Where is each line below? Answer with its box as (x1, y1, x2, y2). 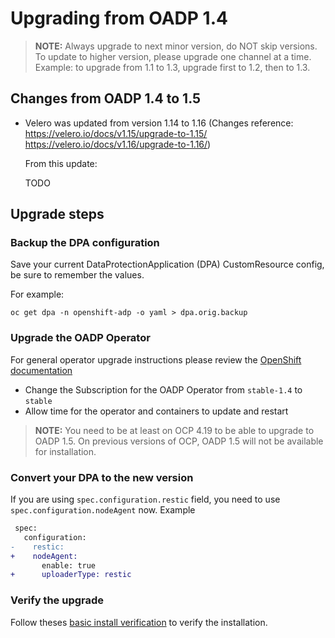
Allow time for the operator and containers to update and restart (24, 405, 289, 417)
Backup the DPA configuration (10, 236, 160, 250)
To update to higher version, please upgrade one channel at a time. (34, 50, 312, 62)
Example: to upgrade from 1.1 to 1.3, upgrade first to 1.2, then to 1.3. (34, 61, 311, 73)
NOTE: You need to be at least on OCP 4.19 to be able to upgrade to (34, 424, 315, 436)
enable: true (41, 560, 97, 571)
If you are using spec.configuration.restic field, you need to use (10, 493, 281, 506)
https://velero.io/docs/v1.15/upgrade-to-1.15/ (24, 127, 208, 139)
